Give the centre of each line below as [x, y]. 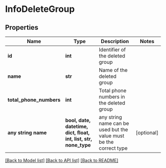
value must [111, 136]
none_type [78, 145]
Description [115, 41]
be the [106, 142]
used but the [113, 130]
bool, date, [78, 120]
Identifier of [112, 50]
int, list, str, [79, 139]
